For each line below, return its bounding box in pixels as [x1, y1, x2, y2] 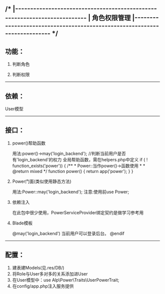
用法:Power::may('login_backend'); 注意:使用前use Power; [12, 189, 129, 195]
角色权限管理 [91, 14, 131, 22]
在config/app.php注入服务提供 [12, 283, 74, 289]
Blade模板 [12, 220, 33, 226]
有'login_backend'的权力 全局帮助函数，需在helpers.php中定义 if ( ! [12, 156, 148, 162]
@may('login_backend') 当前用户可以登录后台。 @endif [12, 230, 125, 236]
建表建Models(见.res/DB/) [12, 265, 65, 270]
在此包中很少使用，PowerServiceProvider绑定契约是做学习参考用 [12, 209, 144, 216]
